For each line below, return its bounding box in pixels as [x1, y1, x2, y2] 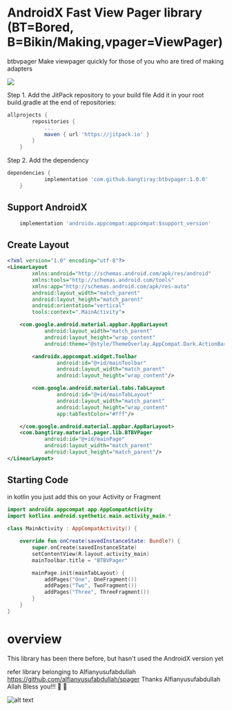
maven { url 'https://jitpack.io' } [43, 131, 150, 138]
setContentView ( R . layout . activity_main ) [32, 550, 150, 557]
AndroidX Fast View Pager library [7, 5, 202, 21]
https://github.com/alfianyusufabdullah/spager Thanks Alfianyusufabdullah [7, 675, 221, 683]
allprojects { [7, 111, 48, 118]
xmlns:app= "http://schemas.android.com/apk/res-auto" [32, 283, 190, 290]
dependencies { [7, 169, 51, 177]
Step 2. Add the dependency [7, 156, 89, 165]
